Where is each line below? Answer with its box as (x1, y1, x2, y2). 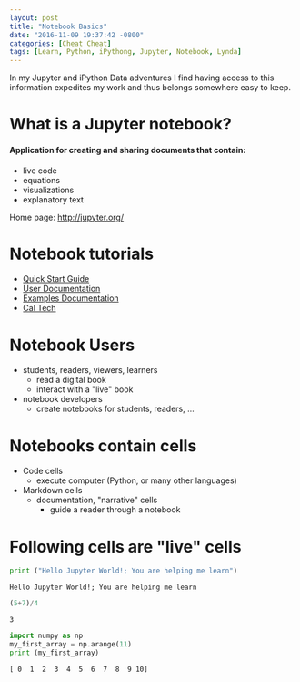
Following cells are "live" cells (9, 536, 242, 557)
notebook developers (22, 394, 103, 405)
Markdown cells (22, 485, 83, 496)
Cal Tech (22, 303, 56, 314)
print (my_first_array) (9, 648, 100, 657)
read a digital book (35, 375, 106, 386)
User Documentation (22, 284, 101, 294)
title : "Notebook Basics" (9, 22, 107, 31)
